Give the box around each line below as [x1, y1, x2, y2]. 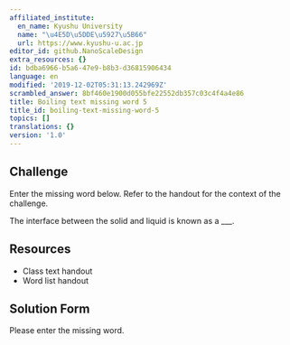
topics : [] [9, 114, 51, 123]
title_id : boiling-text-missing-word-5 [9, 106, 160, 115]
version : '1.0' [9, 131, 67, 140]
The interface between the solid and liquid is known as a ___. [9, 215, 235, 226]
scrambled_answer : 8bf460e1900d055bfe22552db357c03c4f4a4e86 [9, 89, 245, 98]
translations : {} [9, 123, 75, 132]
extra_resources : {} [9, 55, 88, 64]
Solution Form [9, 301, 90, 316]
